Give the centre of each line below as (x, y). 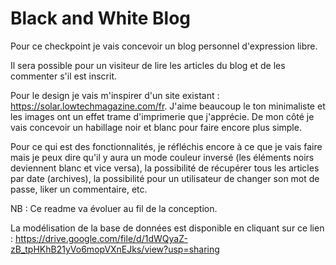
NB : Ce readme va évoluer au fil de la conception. (114, 208)
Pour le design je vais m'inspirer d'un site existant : (115, 95)
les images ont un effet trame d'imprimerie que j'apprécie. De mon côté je (162, 116)
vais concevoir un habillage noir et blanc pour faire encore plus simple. (156, 127)
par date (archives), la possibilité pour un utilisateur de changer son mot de (165, 178)
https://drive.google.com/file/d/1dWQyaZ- (101, 238)
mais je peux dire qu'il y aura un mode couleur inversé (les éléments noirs (162, 157)
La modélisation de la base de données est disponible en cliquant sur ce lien (167, 228)
